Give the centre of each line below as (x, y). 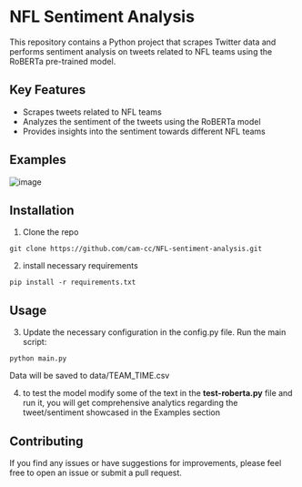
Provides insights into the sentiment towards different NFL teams (144, 131)
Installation (42, 210)
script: (35, 342)
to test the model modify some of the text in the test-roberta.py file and (157, 393)
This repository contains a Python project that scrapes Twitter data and (143, 42)
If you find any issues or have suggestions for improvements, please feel (146, 463)
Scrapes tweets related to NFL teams (92, 112)
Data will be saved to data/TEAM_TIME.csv (90, 376)
